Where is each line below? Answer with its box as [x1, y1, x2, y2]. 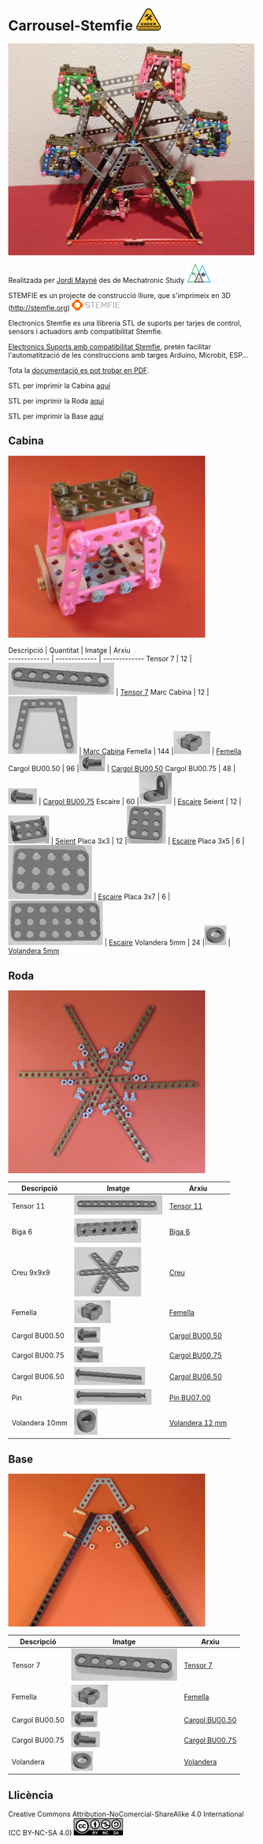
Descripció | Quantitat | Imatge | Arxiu [8, 646, 131, 655]
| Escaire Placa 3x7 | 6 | [93, 892, 171, 902]
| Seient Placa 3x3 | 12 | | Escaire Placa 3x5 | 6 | [50, 836, 245, 846]
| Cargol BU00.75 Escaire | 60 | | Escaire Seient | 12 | [38, 797, 242, 807]
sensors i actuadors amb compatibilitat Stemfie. [8, 327, 163, 337]
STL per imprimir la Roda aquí [8, 397, 105, 406]
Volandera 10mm [11, 1417, 69, 1427]
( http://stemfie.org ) [8, 304, 71, 313]
